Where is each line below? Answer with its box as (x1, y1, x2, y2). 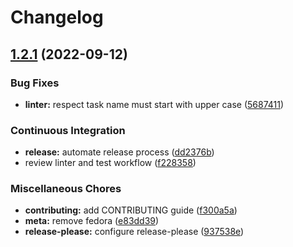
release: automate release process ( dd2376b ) (24, 146, 215, 158)
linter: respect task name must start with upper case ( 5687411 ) (24, 98, 285, 110)
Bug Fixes (10, 76, 60, 90)
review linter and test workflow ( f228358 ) (24, 157, 197, 169)
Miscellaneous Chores (10, 182, 122, 196)
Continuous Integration (10, 123, 126, 137)
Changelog (10, 6, 104, 29)
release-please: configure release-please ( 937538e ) (24, 226, 245, 238)
